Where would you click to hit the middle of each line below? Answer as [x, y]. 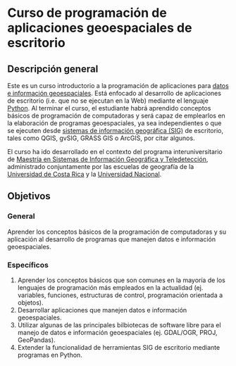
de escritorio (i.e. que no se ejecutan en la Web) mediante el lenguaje [108, 101]
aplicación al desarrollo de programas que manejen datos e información [112, 239]
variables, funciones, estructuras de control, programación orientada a [120, 295]
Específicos [28, 265]
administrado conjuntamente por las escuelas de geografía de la [101, 166]
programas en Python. [50, 355]
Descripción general [53, 69]
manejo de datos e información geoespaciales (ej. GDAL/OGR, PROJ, [117, 332]
